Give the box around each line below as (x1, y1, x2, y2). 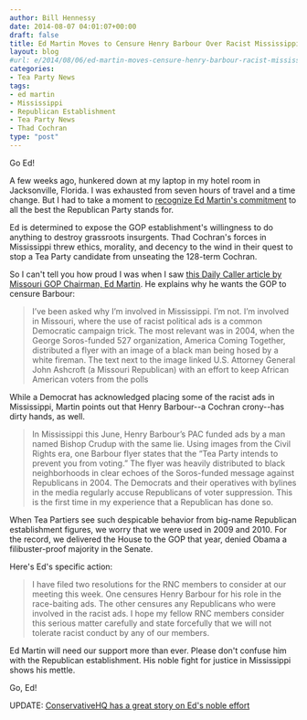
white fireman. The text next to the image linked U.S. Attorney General (31, 354, 296, 365)
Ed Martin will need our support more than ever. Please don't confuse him (9, 645, 288, 656)
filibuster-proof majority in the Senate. (9, 543, 153, 554)
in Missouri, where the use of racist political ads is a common (31, 315, 263, 326)
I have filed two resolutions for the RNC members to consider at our (31, 578, 287, 589)
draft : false (9, 30, 59, 39)
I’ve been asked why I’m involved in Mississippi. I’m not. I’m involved (31, 305, 290, 316)
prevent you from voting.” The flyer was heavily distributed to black (31, 458, 286, 469)
